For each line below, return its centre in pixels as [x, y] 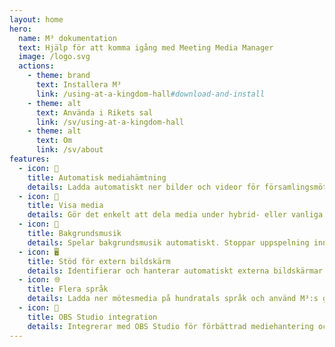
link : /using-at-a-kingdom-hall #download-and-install [150, 94]
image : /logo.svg [54, 57]
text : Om [54, 141]
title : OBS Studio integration [92, 317]
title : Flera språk [68, 289]
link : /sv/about [69, 150]
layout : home [36, 19]
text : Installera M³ [78, 85]
